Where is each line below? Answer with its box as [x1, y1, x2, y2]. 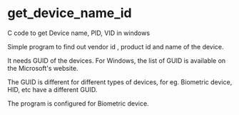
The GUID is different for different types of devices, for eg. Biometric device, [7, 77, 233, 86]
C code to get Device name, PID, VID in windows [7, 29, 151, 37]
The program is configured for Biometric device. [7, 99, 149, 108]
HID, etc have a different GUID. [7, 85, 98, 94]
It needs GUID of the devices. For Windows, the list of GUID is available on [7, 56, 226, 65]
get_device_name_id [7, 5, 132, 21]
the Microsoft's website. [7, 64, 78, 72]
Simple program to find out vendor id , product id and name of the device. [7, 42, 224, 51]
